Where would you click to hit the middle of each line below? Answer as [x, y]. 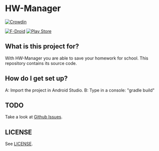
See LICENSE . [19, 144]
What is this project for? [42, 46]
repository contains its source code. [41, 63]
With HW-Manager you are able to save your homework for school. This [77, 58]
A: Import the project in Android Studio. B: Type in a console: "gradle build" [80, 90]
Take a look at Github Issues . [34, 117]
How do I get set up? [36, 79]
